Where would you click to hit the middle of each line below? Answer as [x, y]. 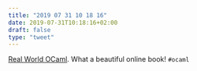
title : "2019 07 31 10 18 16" [58, 15]
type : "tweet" [32, 37]
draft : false [30, 30]
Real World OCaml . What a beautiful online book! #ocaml [99, 59]
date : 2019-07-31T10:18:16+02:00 [63, 23]
